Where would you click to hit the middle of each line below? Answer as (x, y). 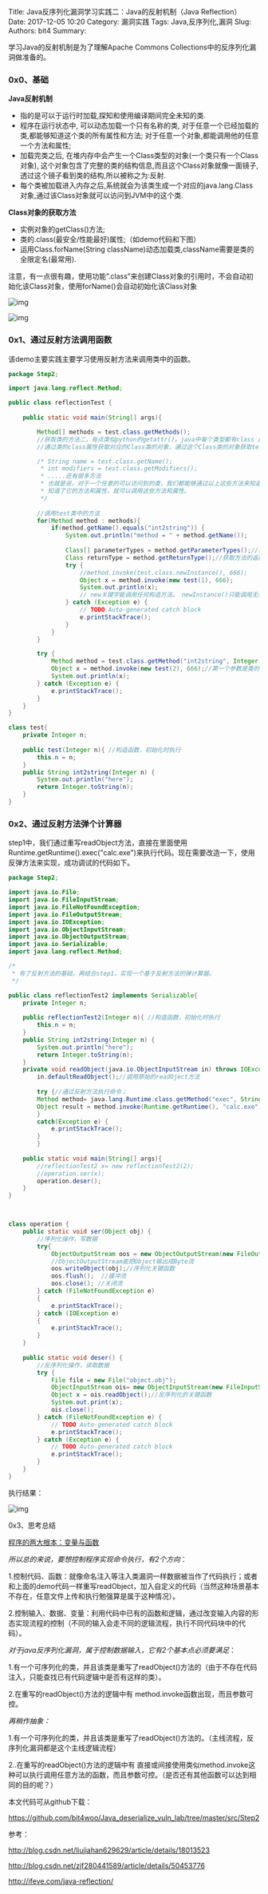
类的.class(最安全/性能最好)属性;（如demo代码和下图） (110, 240)
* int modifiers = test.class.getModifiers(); (119, 469)
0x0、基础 (29, 80)
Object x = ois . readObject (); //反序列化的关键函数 (131, 1395)
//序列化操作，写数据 (67, 1239)
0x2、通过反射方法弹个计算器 (65, 823)
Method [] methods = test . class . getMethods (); (114, 432)
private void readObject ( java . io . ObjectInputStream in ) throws (130, 1070)
